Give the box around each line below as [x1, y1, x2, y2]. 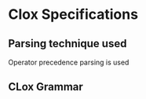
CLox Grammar [8, 80, 84, 93]
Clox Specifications [8, 5, 139, 24]
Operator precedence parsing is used [8, 57, 130, 67]
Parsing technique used [8, 37, 127, 50]
